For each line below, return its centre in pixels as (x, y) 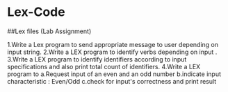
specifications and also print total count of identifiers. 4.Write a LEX (104, 66)
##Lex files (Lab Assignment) (49, 31)
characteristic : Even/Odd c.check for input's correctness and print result (112, 81)
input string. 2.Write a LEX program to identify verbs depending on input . (112, 52)
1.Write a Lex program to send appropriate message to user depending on (113, 44)
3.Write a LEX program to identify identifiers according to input (97, 59)
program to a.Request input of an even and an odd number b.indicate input (114, 74)
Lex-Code (36, 12)
